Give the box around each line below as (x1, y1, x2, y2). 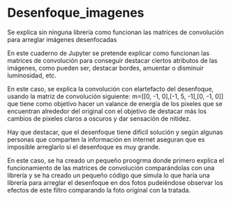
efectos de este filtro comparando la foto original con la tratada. (7, 186, 191, 194)
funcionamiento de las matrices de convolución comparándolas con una (7, 163, 215, 172)
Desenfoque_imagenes (7, 5, 144, 21)
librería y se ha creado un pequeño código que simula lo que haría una (7, 171, 211, 179)
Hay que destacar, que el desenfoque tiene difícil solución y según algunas (7, 128, 223, 136)
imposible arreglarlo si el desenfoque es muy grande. (7, 142, 161, 151)
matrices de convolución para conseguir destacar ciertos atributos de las (7, 56, 218, 64)
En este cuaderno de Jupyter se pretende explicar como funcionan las (7, 49, 210, 57)
